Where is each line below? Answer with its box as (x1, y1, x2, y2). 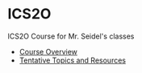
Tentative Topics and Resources (19, 55, 127, 65)
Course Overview (19, 47, 78, 56)
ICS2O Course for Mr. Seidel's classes (7, 31, 135, 41)
